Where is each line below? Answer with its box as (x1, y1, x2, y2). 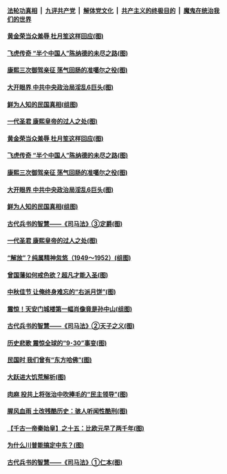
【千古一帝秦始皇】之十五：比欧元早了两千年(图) (7, 424, 144, 432)
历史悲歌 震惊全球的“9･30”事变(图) (7, 338, 107, 347)
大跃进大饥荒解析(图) (7, 373, 67, 382)
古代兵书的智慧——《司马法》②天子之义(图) (7, 322, 136, 330)
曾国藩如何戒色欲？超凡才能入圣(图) (7, 271, 109, 279)
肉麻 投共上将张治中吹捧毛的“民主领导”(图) (7, 390, 129, 398)
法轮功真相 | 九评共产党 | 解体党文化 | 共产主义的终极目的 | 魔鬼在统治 (7, 6, 214, 14)
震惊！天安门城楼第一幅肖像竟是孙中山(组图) (7, 305, 133, 313)
